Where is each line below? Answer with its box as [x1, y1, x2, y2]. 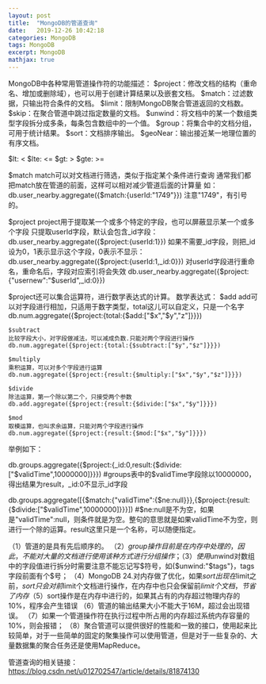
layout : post [8, 11, 51, 20]
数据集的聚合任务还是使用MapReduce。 [14, 640, 145, 650]
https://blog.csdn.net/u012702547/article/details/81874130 [8, 666, 200, 675]
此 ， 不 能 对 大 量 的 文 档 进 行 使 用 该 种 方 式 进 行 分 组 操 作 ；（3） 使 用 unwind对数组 [8, 551, 255, 560]
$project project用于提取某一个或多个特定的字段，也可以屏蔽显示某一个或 [8, 217, 248, 226]
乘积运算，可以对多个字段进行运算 [8, 363, 103, 371]
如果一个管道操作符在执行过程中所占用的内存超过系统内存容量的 [41, 610, 250, 620]
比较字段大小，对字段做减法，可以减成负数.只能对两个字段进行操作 [8, 334, 195, 342]
